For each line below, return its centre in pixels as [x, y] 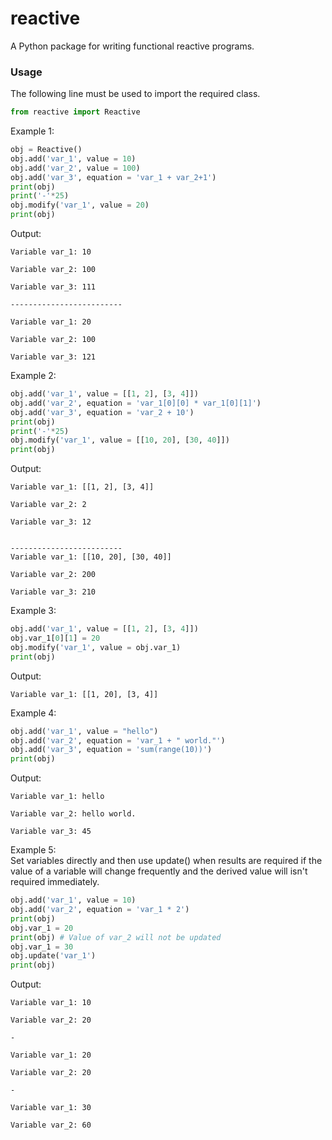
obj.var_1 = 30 [42, 947]
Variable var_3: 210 [53, 592]
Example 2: [33, 376]
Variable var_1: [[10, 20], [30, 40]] [91, 557]
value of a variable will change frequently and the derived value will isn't [159, 871]
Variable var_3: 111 [53, 287]
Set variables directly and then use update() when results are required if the [166, 861]
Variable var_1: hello [57, 797]
